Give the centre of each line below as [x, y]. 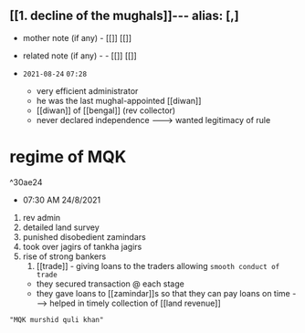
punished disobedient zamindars [84, 236]
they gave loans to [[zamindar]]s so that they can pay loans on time [163, 293]
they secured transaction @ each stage [110, 284]
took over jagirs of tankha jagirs [82, 246]
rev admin [42, 217]
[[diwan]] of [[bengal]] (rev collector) [106, 110]
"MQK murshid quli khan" [57, 319]
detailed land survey [61, 227]
